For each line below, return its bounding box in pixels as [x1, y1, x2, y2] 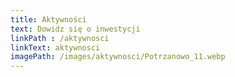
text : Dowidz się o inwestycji [10, 24, 141, 34]
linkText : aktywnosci [10, 42, 101, 53]
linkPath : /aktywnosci [10, 33, 110, 43]
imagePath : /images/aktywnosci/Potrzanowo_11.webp [10, 52, 226, 62]
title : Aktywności [10, 14, 87, 25]
